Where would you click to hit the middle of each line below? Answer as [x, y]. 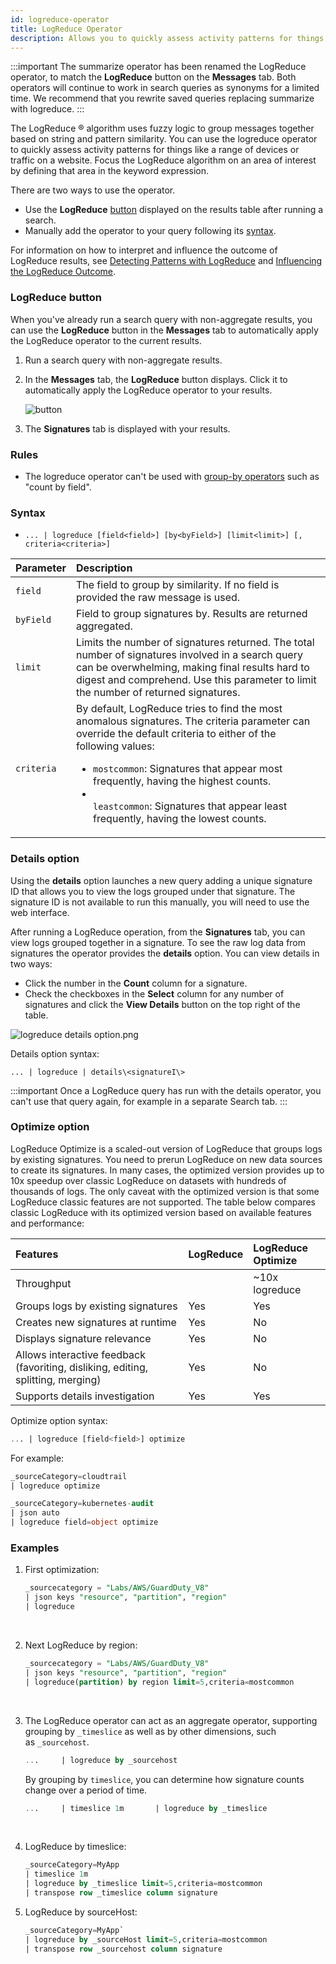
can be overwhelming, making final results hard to [192, 668]
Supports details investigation [85, 1396]
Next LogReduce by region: [81, 1645]
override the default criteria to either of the [176, 734]
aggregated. [104, 626]
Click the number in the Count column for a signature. [136, 983]
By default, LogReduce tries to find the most [179, 709]
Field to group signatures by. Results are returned [191, 614]
